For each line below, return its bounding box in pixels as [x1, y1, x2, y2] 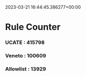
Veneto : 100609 [5, 52, 46, 59]
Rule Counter [5, 22, 61, 33]
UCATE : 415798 [5, 39, 45, 46]
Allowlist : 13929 [5, 65, 46, 72]
